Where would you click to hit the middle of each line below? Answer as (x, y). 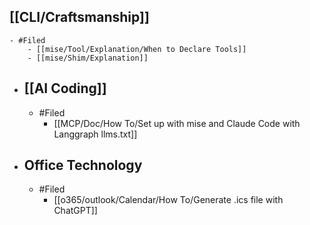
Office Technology (83, 165)
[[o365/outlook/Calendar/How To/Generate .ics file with (168, 200)
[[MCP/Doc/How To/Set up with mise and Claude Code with (177, 123)
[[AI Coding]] (65, 88)
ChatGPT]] (75, 211)
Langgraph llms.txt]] (95, 134)
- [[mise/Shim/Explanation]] (88, 58)
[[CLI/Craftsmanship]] (79, 17)
